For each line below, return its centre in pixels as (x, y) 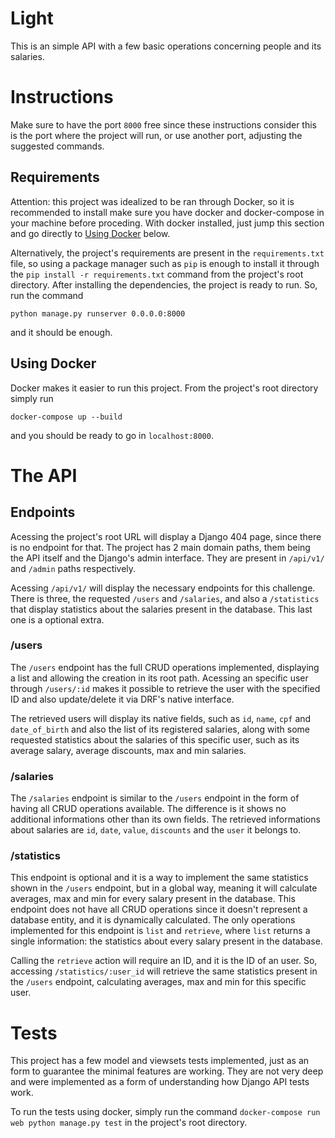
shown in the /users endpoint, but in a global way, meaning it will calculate (164, 888)
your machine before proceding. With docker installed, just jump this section (167, 223)
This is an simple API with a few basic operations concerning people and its (166, 46)
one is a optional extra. (57, 619)
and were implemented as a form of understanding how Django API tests (160, 1082)
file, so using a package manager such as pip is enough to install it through (165, 263)
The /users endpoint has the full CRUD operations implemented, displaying (165, 667)
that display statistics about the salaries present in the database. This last (161, 609)
